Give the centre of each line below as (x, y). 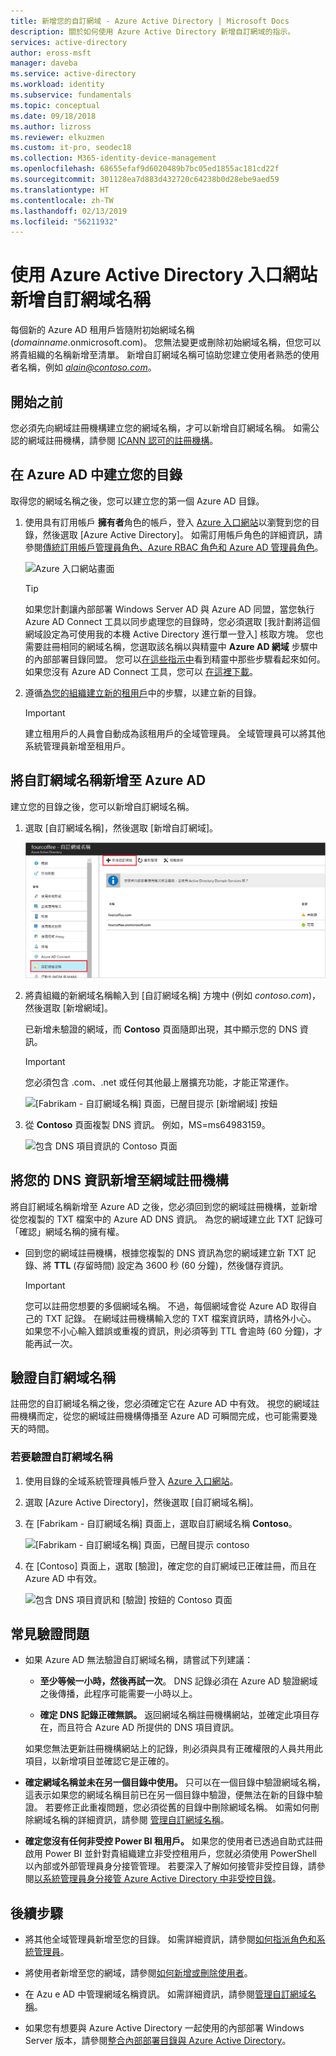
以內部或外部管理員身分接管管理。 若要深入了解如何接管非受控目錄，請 (170, 1866)
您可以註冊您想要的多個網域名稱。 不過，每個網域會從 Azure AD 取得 (166, 1306)
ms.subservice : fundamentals (71, 95)
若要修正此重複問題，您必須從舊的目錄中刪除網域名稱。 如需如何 (177, 1807)
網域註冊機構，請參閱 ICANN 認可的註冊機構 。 (123, 440)
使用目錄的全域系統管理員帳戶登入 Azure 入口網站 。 (131, 1481)
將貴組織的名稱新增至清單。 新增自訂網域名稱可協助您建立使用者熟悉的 (156, 355)
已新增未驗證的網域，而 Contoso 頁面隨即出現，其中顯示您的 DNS (161, 1029)
